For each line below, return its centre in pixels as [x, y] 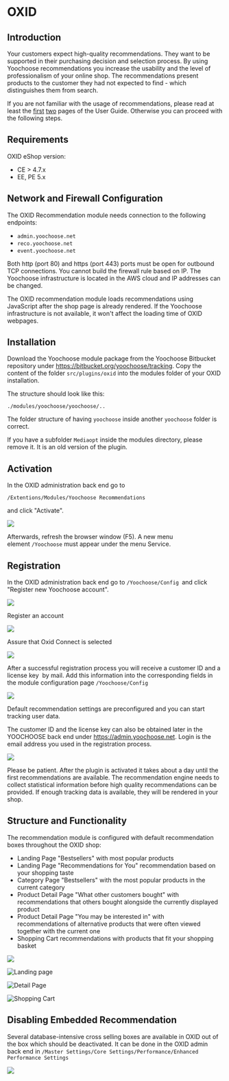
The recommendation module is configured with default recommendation [110, 837]
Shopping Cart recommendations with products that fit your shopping [115, 938]
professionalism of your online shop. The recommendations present [103, 76]
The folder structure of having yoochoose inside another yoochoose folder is [112, 419]
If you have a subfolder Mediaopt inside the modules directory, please [105, 440]
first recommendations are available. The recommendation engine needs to [113, 777]
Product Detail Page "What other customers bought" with [98, 894]
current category [41, 887]
